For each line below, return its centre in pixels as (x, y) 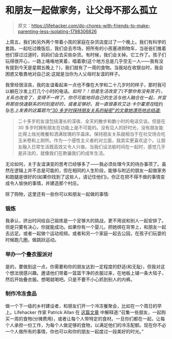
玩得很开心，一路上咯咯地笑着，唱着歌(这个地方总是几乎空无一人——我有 (82, 61)
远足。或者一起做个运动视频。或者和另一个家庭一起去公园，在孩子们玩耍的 (88, 234)
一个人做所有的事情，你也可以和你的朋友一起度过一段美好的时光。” (75, 331)
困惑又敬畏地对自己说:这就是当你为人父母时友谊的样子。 (64, 74)
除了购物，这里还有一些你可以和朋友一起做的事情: (57, 194)
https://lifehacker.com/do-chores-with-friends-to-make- (91, 26)
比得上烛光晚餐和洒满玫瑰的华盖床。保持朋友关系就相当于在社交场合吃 (92, 134)
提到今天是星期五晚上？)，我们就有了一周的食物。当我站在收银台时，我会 (87, 67)
